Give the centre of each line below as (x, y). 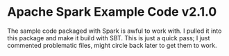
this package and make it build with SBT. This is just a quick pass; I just (109, 38)
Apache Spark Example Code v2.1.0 (112, 12)
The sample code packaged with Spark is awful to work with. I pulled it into (114, 31)
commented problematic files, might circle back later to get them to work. (112, 45)
